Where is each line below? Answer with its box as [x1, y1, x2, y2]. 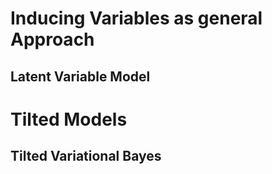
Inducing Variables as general [10, 7, 263, 30]
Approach [10, 28, 95, 51]
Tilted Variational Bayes [10, 148, 162, 165]
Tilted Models [10, 108, 128, 131]
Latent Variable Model [10, 68, 151, 85]
